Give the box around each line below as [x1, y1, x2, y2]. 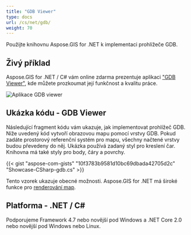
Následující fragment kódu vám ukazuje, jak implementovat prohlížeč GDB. [6, 124, 186, 131]
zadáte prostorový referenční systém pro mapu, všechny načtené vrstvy [6, 136, 180, 143]
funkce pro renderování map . [6, 183, 76, 190]
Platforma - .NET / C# [6, 200, 86, 211]
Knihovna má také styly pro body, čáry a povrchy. [6, 148, 126, 155]
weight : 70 [6, 25, 33, 31]
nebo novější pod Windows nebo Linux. [6, 222, 101, 229]
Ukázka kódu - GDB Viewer [6, 108, 106, 118]
